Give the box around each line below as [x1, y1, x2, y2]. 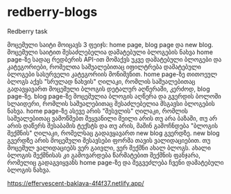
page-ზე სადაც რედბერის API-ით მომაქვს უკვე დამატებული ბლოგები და [7, 55, 222, 63]
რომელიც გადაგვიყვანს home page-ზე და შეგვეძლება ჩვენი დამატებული [7, 158, 224, 166]
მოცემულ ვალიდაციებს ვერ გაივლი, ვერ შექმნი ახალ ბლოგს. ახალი [7, 143, 212, 152]
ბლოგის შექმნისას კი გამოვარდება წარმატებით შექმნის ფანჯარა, [7, 150, 201, 159]
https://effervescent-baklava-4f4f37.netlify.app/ [7, 179, 144, 187]
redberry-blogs [7, 4, 98, 20]
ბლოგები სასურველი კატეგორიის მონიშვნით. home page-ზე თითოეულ [7, 70, 217, 78]
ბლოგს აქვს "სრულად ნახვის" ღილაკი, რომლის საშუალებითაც [7, 77, 196, 85]
